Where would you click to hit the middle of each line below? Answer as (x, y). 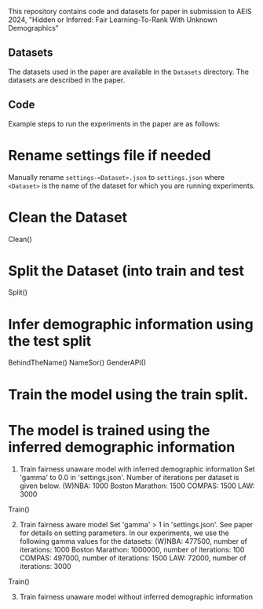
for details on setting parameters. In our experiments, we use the (124, 533)
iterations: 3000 (46, 566)
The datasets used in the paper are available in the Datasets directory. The (129, 72)
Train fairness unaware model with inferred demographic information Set (137, 469)
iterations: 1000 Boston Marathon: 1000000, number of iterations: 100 (132, 549)
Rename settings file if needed (110, 155)
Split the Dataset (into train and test (126, 271)
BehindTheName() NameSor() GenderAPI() (77, 363)
